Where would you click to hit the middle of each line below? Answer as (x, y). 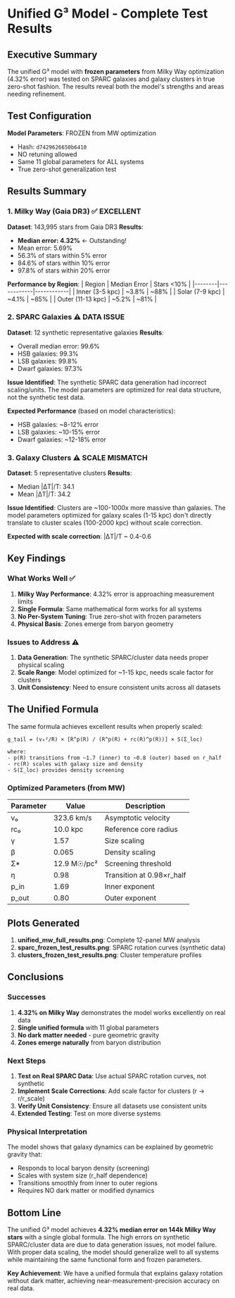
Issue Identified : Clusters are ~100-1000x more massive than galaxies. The (117, 508)
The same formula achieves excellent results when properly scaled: (105, 726)
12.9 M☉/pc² (76, 863)
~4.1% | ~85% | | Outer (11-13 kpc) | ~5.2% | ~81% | (82, 299)
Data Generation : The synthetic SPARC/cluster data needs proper (113, 658)
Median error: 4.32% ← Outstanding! (72, 240)
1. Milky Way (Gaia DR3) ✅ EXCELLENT (74, 211)
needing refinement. (37, 94)
